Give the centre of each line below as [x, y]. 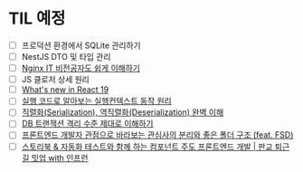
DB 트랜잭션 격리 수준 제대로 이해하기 [87, 124]
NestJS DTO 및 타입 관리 [66, 57]
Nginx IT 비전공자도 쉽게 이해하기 [81, 68]
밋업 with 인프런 [60, 158]
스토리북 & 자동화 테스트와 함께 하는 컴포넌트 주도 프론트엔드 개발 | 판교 [147, 147]
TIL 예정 [37, 19]
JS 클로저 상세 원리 [55, 80]
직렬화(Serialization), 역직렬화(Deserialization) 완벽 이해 [123, 112]
